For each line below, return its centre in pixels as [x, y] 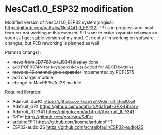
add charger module [32, 77]
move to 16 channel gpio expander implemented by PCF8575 [73, 72]
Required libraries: [23, 92]
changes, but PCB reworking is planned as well [52, 43]
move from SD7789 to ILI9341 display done [55, 62]
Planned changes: [23, 52]
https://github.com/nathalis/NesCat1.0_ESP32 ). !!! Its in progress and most [79, 27]
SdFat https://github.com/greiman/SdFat [53, 117]
